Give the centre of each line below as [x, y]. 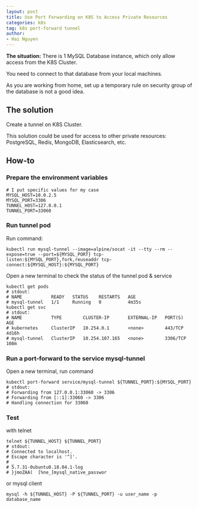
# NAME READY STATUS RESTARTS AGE [71, 297]
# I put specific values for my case [53, 190]
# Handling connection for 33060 [47, 403]
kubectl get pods [27, 287]
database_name [24, 500]
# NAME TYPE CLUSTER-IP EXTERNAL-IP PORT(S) [95, 317]
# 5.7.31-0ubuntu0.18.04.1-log [45, 467]
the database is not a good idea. [45, 91]
